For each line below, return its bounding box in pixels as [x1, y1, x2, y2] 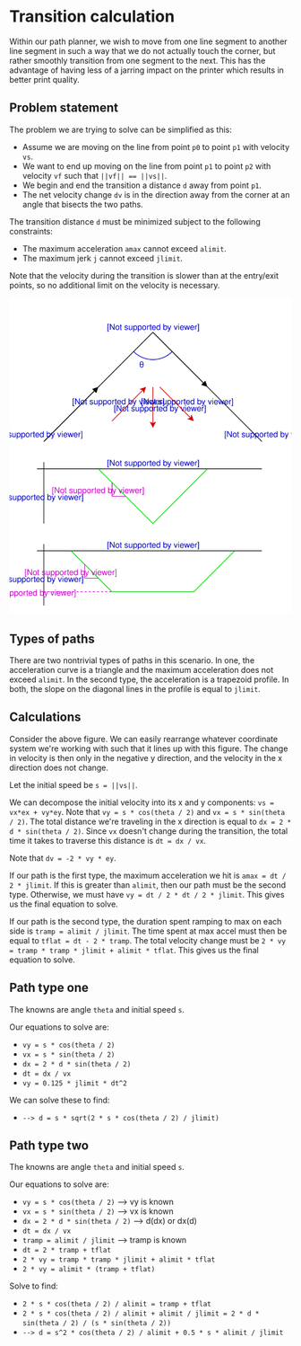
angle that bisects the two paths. [21, 199, 143, 209]
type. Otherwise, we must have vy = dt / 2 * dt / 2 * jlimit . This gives [9, 889, 285, 899]
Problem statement [9, 101, 119, 116]
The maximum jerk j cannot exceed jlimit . [21, 252, 184, 263]
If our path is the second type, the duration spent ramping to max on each [9, 916, 282, 926]
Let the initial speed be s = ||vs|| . [9, 779, 138, 790]
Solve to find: [9, 1280, 58, 1291]
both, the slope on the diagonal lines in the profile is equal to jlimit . [9, 683, 262, 694]
